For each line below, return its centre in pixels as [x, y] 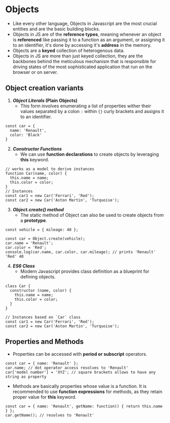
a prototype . [34, 220]
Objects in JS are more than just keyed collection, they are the [78, 56]
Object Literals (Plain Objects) [45, 100]
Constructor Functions [37, 149]
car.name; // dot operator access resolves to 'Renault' [67, 368]
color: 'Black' [26, 135]
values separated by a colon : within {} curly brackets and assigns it [92, 111]
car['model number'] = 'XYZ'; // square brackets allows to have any [81, 372]
